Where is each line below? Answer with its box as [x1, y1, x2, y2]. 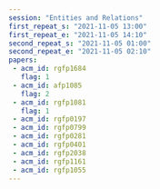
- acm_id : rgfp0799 [12, 124, 87, 133]
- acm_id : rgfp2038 [12, 148, 87, 157]
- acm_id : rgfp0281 [12, 132, 87, 141]
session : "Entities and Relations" [8, 13, 144, 23]
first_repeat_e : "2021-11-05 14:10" [8, 30, 147, 39]
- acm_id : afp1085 [12, 81, 83, 90]
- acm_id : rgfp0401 [12, 140, 87, 149]
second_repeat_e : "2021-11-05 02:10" [8, 47, 152, 56]
